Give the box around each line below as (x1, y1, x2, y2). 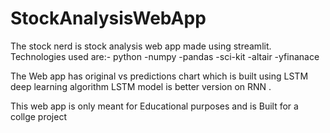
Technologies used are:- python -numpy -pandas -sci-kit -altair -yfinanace (10, 50, 320, 62)
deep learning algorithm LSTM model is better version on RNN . (10, 80, 272, 92)
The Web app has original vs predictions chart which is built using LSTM (10, 70, 309, 82)
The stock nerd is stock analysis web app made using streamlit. (10, 40, 272, 52)
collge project (10, 110, 67, 122)
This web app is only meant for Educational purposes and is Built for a (10, 100, 299, 112)
